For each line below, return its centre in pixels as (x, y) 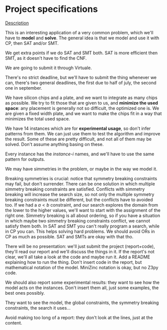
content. (14, 323)
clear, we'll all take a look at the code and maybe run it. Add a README (78, 257)
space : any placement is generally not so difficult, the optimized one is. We (82, 108)
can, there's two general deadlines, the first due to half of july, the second (81, 83)
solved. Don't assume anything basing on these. (54, 144)
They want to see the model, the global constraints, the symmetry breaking (82, 303)
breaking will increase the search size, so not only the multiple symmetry (80, 194)
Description (17, 23)
